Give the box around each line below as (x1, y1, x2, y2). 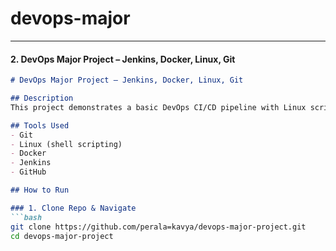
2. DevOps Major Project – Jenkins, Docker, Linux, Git (10, 53, 236, 65)
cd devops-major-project (10, 231, 114, 241)
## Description (10, 93, 74, 104)
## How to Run (10, 185, 70, 196)
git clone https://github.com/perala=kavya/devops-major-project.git (10, 222, 307, 232)
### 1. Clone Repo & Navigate (10, 203, 137, 213)
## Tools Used (10, 120, 70, 131)
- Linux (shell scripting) (10, 139, 123, 149)
